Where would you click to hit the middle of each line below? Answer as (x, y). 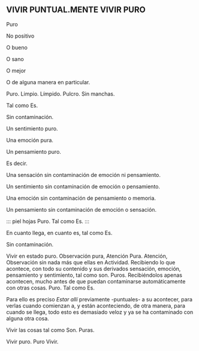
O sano (15, 59)
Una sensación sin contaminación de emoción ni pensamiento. (83, 175)
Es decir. (17, 163)
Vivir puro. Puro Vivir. (32, 341)
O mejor (16, 71)
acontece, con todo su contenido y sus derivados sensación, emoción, (94, 268)
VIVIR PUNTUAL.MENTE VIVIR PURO (76, 10)
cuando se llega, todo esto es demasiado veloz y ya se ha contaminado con (100, 312)
